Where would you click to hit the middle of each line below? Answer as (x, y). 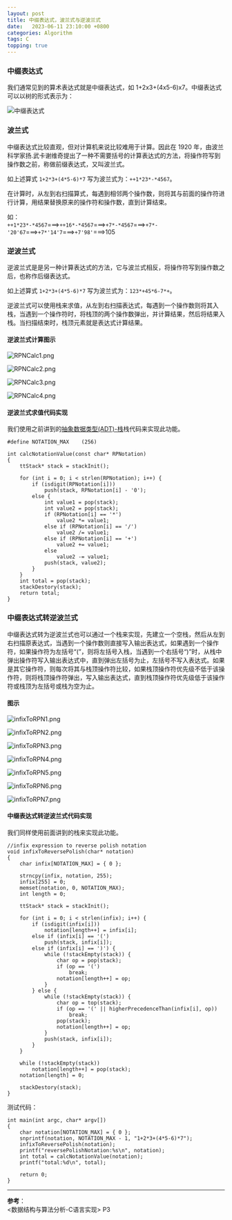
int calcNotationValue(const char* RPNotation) (77, 454)
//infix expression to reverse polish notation (77, 846)
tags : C (18, 39)
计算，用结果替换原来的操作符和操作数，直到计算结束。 (91, 202)
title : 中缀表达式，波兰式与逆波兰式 (54, 20)
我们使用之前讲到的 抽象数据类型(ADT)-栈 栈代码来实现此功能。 (96, 429)
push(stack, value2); (75, 563)
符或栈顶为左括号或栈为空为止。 (52, 686)
